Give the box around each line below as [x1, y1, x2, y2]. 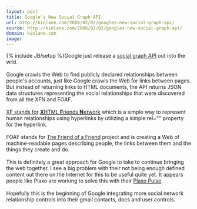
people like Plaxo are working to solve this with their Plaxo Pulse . [6, 177, 163, 184]
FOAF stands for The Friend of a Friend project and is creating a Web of [6, 134, 180, 140]
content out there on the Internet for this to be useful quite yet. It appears [6, 171, 183, 178]
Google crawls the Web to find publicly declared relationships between [6, 71, 178, 78]
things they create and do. [6, 146, 70, 153]
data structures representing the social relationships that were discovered [6, 89, 185, 97]
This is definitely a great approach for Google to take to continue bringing [6, 158, 184, 165]
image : [6, 36, 22, 42]
